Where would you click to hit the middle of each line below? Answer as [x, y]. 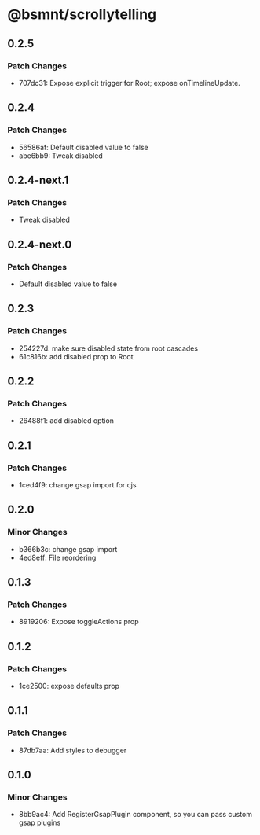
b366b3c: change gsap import [68, 549]
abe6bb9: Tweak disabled [60, 156]
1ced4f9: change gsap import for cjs [77, 485]
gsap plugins [40, 822]
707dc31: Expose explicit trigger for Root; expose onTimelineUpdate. [129, 83]
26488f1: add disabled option [66, 421]
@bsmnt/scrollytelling [82, 15]
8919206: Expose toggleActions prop [79, 622]
